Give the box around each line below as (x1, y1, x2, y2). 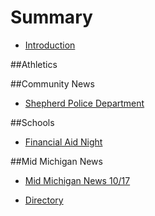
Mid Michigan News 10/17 (24, 174, 131, 186)
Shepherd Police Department (24, 97, 145, 109)
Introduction (24, 39, 76, 51)
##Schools (10, 116, 55, 128)
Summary (10, 6, 93, 29)
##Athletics (10, 58, 58, 70)
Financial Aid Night (24, 136, 103, 148)
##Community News (10, 77, 95, 90)
